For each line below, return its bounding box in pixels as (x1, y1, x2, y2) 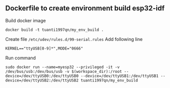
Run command (5, 55, 36, 61)
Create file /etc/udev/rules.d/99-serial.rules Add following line (5, 36, 143, 42)
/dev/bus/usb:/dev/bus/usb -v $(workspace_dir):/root (5, 69, 123, 74)
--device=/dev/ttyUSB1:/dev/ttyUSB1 (81, 73, 159, 78)
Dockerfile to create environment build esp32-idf (5, 4, 165, 13)
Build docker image (5, 17, 46, 23)
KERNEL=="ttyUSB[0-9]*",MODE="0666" (5, 46, 83, 51)
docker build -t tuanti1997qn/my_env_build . (5, 27, 104, 32)
